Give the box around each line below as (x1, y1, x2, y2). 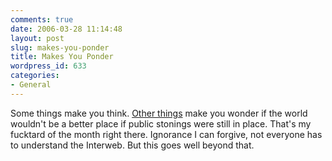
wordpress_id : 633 (10, 61, 87, 71)
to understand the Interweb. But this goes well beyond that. (10, 139, 255, 151)
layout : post (10, 33, 65, 43)
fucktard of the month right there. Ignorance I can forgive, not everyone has (10, 128, 323, 140)
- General (10, 80, 52, 90)
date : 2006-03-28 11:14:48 (10, 24, 123, 34)
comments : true (10, 14, 74, 25)
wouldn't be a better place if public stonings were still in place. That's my (10, 117, 312, 130)
